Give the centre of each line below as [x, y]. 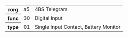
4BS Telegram [51, 9]
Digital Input [49, 18]
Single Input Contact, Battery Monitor [78, 27]
